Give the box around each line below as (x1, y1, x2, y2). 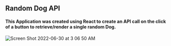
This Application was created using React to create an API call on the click (5, 18, 166, 25)
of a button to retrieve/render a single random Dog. (5, 24, 116, 30)
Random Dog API (5, 4, 60, 13)
